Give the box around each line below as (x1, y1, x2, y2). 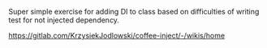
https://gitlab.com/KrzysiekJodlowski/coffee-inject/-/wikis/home (8, 31, 226, 40)
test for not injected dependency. (8, 15, 120, 25)
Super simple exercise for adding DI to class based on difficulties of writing (8, 7, 260, 16)
